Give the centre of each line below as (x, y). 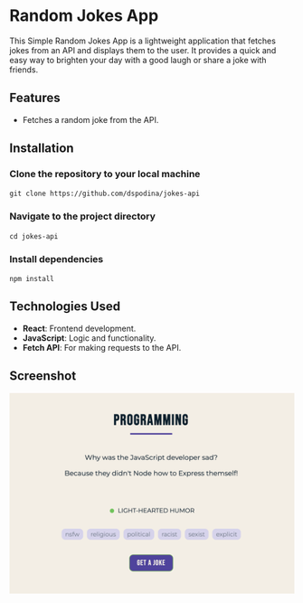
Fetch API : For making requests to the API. (102, 347)
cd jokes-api (34, 236)
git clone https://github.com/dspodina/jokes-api (105, 194)
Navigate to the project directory (83, 216)
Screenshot (43, 376)
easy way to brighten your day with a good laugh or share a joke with (138, 60)
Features (35, 98)
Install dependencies (57, 259)
